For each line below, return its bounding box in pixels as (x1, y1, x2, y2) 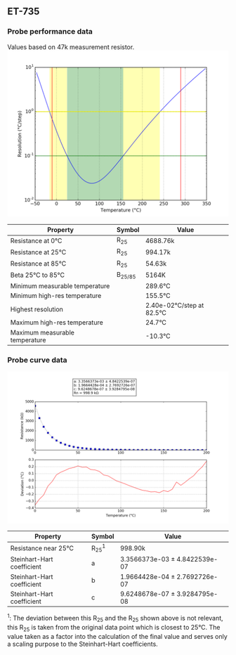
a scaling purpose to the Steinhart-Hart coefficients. (7, 640, 158, 648)
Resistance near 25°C (10, 544, 74, 552)
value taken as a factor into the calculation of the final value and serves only (7, 632, 228, 640)
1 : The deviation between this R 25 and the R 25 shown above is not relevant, (7, 613, 223, 624)
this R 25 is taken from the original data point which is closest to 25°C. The (7, 623, 221, 633)
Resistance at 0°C (10, 237, 63, 245)
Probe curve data (7, 355, 68, 365)
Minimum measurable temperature (10, 281, 110, 290)
